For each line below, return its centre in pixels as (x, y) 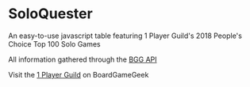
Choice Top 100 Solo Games (54, 43)
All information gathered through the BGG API (83, 59)
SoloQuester (50, 14)
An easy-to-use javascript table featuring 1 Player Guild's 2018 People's (125, 36)
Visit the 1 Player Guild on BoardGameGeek (79, 74)
